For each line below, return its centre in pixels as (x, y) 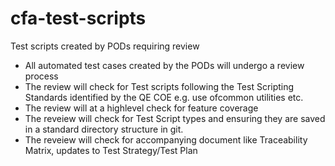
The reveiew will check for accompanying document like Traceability (166, 139)
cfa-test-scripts (78, 18)
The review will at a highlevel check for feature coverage (141, 108)
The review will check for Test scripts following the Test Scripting (159, 86)
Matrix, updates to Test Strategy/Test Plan (111, 150)
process (41, 76)
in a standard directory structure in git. (104, 129)
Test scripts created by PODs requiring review (105, 46)
